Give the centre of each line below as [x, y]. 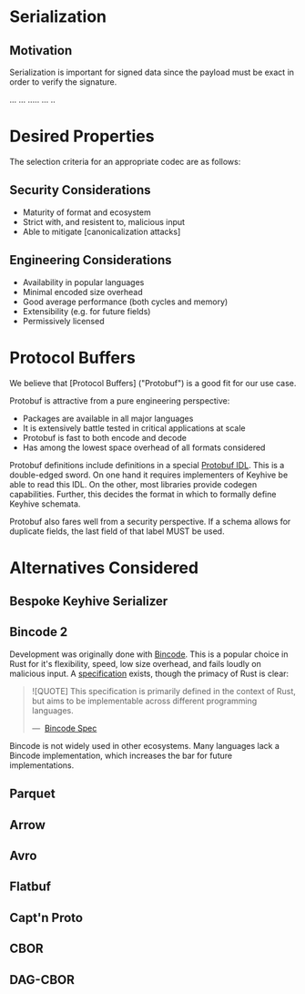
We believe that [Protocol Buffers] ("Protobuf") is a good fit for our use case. [153, 383]
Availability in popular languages [83, 282]
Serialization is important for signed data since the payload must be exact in [152, 72]
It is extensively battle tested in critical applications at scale [134, 428]
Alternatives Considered [104, 568]
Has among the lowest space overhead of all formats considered [144, 447]
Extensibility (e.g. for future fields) [86, 311]
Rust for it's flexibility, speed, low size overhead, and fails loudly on [135, 663]
